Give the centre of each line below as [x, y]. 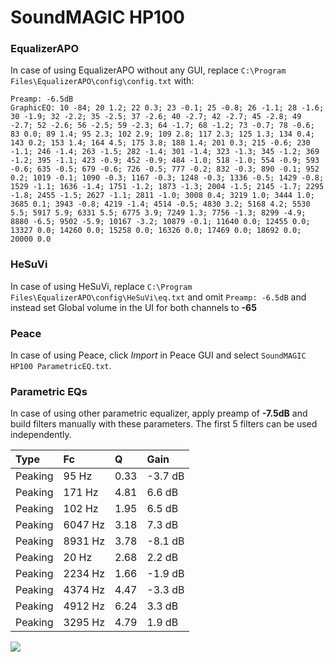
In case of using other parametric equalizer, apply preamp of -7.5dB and [159, 413]
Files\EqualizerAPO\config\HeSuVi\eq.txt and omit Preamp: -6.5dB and [158, 297]
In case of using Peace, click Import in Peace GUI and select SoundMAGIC [158, 355]
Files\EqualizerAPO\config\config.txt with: [102, 81]
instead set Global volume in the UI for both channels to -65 [133, 307]
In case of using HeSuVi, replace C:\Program [101, 286]
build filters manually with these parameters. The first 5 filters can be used [164, 424]
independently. [41, 435]
